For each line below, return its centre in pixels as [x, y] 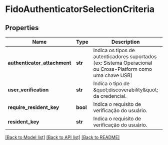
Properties [22, 28]
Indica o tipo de [111, 84]
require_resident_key [33, 107]
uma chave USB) [113, 75]
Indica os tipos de [114, 50]
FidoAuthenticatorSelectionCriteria [80, 9]
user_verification [28, 90]
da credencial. [110, 96]
